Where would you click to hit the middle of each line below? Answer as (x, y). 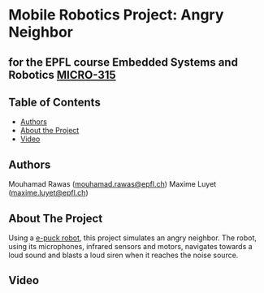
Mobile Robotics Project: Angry (116, 15)
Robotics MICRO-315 (62, 75)
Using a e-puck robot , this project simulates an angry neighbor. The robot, (133, 238)
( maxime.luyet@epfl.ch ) (48, 193)
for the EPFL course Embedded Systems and (123, 62)
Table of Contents (55, 102)
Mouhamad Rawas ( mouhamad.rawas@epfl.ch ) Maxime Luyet (113, 184)
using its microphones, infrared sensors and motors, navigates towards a (131, 247)
